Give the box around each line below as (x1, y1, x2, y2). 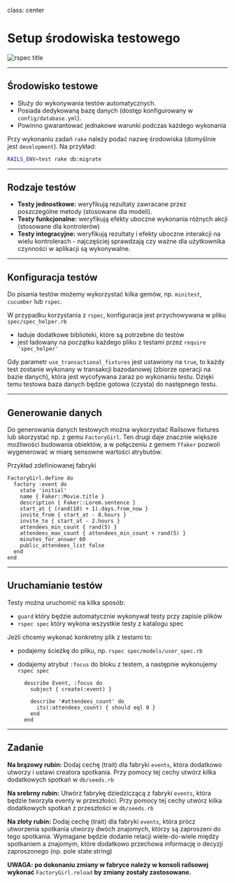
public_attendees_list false (20, 542, 105, 550)
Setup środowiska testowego (7, 31, 180, 46)
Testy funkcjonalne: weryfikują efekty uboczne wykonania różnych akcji (17, 215, 228, 223)
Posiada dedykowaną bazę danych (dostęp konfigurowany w (17, 106, 194, 115)
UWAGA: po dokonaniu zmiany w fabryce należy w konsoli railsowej (7, 860, 208, 869)
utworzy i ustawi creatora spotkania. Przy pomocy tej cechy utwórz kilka (7, 768, 217, 776)
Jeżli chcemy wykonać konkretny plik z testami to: (7, 633, 152, 641)
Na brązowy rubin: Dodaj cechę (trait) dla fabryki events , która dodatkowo (7, 760, 222, 768)
